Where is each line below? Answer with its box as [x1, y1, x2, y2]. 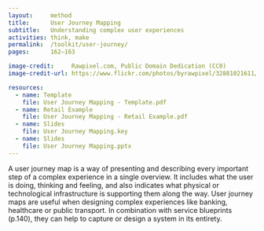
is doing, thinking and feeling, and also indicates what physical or [8, 180, 220, 189]
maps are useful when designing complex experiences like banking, [8, 197, 228, 207]
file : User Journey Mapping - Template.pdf [22, 98, 167, 106]
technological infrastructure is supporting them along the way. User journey [8, 189, 254, 198]
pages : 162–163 [8, 48, 76, 56]
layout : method [8, 11, 72, 20]
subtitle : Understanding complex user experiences [8, 26, 185, 34]
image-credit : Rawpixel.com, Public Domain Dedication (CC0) [8, 62, 226, 71]
